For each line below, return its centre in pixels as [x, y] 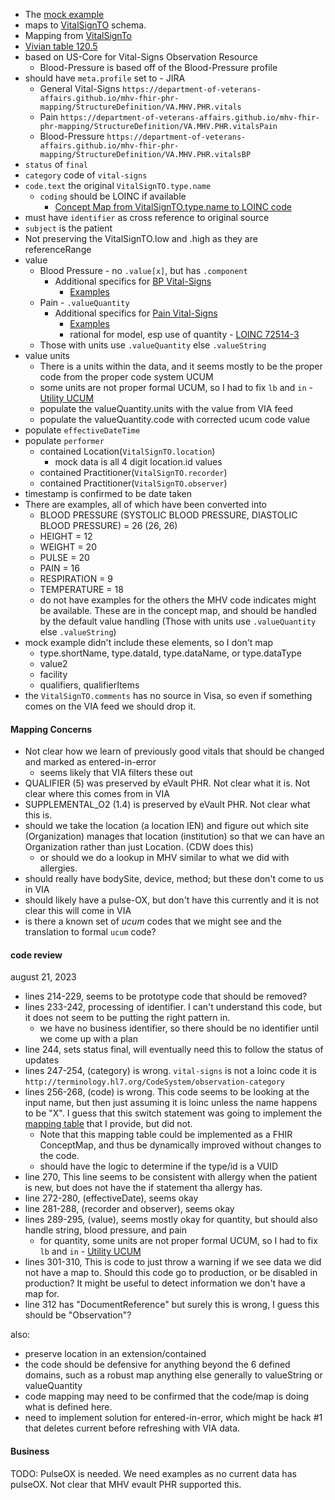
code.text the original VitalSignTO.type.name [118, 185]
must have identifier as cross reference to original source [147, 217]
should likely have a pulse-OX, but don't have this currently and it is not [172, 900]
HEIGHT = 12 [66, 536]
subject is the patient [68, 228]
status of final [56, 164]
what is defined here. [68, 1407]
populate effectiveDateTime [82, 430]
